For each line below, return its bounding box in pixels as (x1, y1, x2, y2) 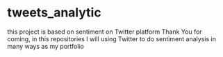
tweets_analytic (7, 5, 102, 21)
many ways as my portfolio (7, 42, 85, 50)
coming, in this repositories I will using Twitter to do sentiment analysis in (7, 34, 217, 43)
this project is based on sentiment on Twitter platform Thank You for (7, 27, 203, 36)
